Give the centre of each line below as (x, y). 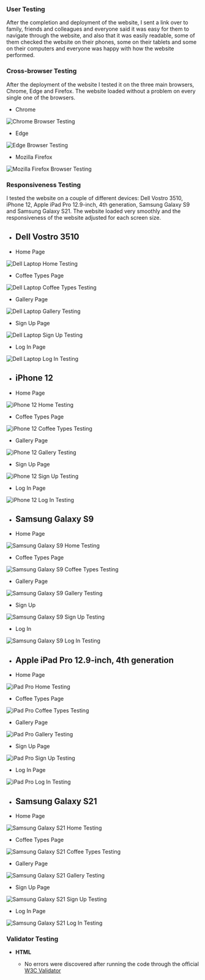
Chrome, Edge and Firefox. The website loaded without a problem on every (101, 91)
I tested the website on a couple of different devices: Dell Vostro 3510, (95, 198)
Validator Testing (32, 939)
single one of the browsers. (41, 98)
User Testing (26, 9)
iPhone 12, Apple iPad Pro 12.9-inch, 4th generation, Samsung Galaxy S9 (98, 204)
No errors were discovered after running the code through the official (111, 964)
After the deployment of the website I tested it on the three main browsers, (100, 84)
